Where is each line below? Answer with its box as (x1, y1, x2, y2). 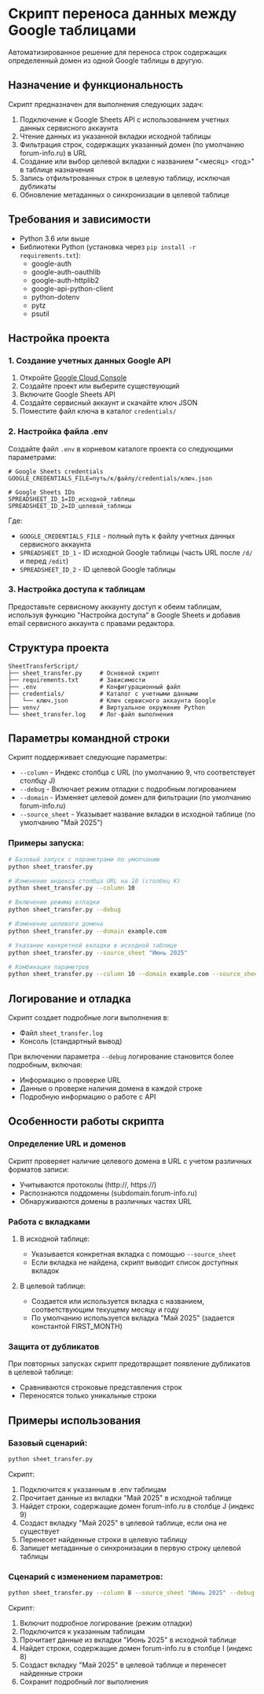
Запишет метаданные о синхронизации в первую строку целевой (19, 1543, 241, 1552)
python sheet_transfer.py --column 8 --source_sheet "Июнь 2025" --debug (8, 1589, 255, 1597)
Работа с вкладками (8, 1216, 90, 1227)
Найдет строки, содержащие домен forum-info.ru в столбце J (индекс (19, 1501, 255, 1511)
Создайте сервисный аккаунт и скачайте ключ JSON (19, 398, 198, 407)
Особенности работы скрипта (8, 1114, 165, 1129)
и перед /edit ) (19, 556, 69, 565)
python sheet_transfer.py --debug (8, 906, 122, 914)
